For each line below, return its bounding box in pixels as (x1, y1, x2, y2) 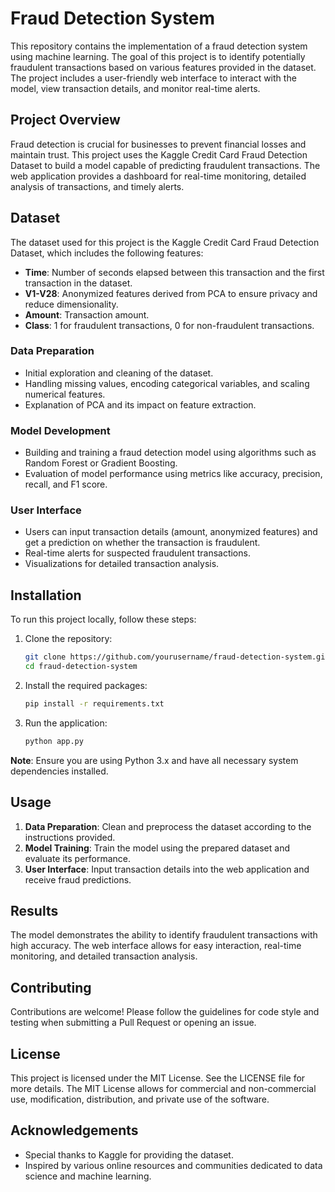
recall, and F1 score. (24, 478, 108, 491)
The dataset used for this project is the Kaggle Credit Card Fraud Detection (10, 236, 320, 248)
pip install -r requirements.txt (24, 699, 165, 709)
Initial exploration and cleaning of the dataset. (24, 367, 214, 379)
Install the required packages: (24, 680, 148, 692)
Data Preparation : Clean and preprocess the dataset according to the (24, 820, 312, 832)
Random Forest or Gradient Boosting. (24, 457, 178, 469)
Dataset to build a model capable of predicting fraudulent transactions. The (10, 159, 321, 171)
